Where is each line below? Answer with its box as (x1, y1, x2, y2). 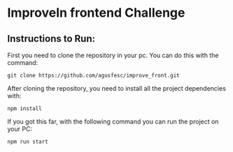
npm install (7, 105, 42, 112)
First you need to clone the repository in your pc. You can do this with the (7, 51, 219, 59)
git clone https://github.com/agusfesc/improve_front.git (7, 72, 180, 79)
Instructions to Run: (7, 33, 96, 45)
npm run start (7, 138, 49, 145)
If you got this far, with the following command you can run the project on (7, 117, 219, 126)
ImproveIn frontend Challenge (7, 5, 185, 21)
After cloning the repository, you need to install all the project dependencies (7, 84, 226, 92)
